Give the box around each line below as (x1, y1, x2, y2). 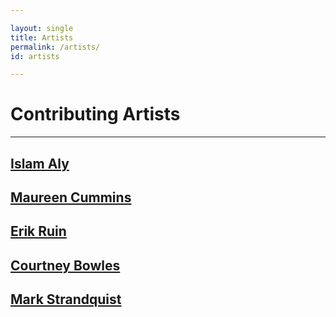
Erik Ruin (10, 223, 67, 240)
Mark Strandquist (10, 291, 122, 308)
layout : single (10, 23, 74, 33)
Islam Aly (10, 155, 70, 172)
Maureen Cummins (10, 189, 132, 206)
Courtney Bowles (10, 257, 121, 274)
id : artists (10, 51, 60, 61)
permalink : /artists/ (10, 42, 101, 52)
